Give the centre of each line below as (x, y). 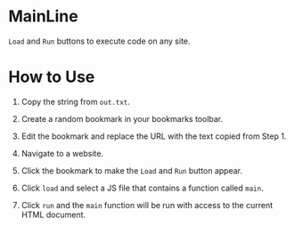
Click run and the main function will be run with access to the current (147, 205)
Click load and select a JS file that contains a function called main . (142, 188)
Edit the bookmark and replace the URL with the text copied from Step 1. (154, 136)
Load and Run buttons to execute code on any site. (99, 41)
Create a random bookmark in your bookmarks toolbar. (122, 118)
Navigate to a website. (62, 153)
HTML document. (53, 215)
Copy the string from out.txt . (76, 101)
